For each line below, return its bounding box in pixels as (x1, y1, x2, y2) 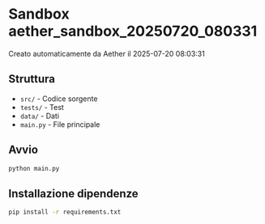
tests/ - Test (19, 102, 65, 112)
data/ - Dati (19, 111, 59, 120)
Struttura (8, 72, 55, 86)
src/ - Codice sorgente (19, 94, 98, 104)
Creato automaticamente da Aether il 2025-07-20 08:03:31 (8, 49, 205, 58)
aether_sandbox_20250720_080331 (8, 22, 258, 40)
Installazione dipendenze (8, 187, 139, 201)
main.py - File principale (19, 119, 100, 129)
